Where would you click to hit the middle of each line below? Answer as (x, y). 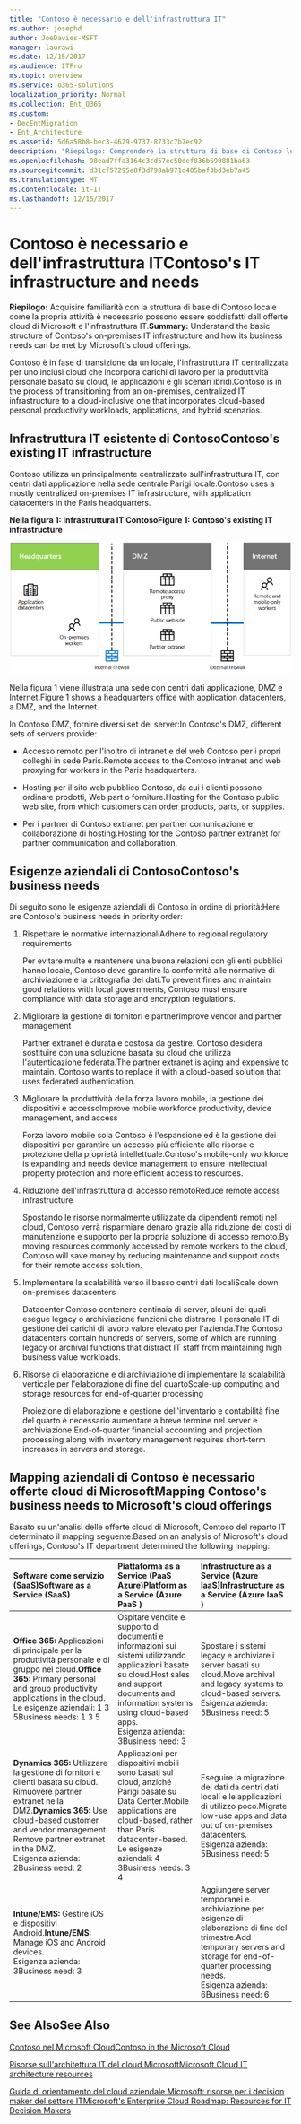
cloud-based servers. (241, 1693)
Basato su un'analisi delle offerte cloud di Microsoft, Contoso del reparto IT (148, 1527)
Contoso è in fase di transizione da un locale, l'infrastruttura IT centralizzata (149, 362)
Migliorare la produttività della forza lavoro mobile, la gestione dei (143, 1099)
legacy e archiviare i (237, 1655)
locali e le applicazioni (241, 1796)
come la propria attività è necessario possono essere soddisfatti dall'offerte (149, 317)
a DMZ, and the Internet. (55, 707)
